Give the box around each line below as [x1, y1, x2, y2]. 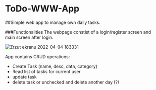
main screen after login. [5, 34, 53, 40]
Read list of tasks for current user [12, 68, 81, 75]
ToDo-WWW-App [5, 3, 80, 14]
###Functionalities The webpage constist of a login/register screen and [5, 29, 151, 35]
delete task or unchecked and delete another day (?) [12, 79, 120, 85]
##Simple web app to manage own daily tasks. [5, 19, 101, 25]
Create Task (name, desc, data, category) [12, 63, 98, 69]
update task [12, 74, 37, 80]
